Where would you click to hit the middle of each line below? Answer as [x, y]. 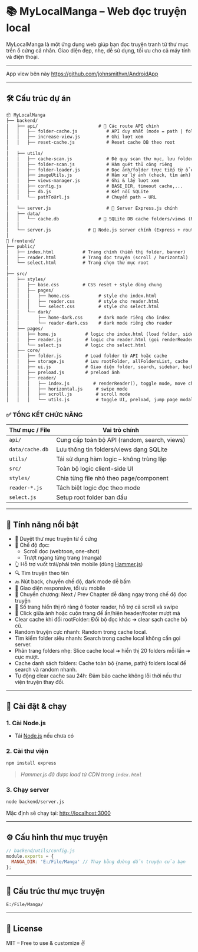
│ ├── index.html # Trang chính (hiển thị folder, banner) [96, 252]
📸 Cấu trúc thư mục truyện [55, 891]
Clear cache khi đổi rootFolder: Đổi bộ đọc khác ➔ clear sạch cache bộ [101, 620]
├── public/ [21, 246]
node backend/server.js [35, 802]
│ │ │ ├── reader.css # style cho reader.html [83, 301]
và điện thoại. [23, 57]
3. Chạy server [28, 790]
